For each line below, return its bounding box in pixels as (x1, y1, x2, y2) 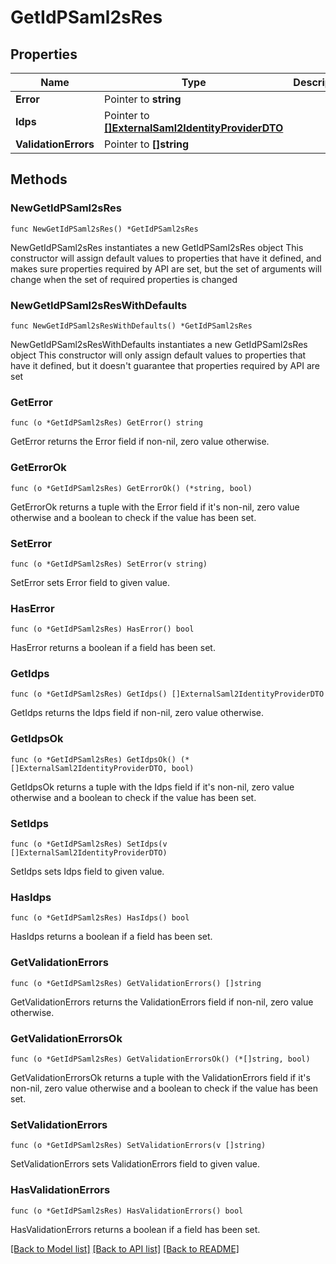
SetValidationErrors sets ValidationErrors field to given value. (10, 1158, 260, 1170)
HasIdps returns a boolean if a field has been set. (10, 931, 213, 943)
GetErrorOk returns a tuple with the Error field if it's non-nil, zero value (10, 501, 300, 513)
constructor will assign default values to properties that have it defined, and (10, 252, 322, 264)
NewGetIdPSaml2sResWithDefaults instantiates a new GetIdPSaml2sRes (10, 338, 308, 350)
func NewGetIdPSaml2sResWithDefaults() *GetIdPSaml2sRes (10, 321, 253, 331)
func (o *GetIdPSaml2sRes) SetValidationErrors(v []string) (10, 1141, 267, 1151)
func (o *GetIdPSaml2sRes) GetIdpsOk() (10, 754, 177, 765)
